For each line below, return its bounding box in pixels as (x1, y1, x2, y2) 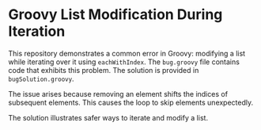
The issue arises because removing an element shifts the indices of (8, 89, 228, 98)
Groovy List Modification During (8, 6, 223, 24)
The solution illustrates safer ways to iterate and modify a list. (8, 113, 208, 122)
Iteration (8, 22, 66, 40)
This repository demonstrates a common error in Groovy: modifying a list (8, 48, 246, 58)
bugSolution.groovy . (8, 74, 74, 83)
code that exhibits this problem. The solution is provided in (8, 65, 199, 75)
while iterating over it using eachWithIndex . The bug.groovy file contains (8, 57, 240, 67)
